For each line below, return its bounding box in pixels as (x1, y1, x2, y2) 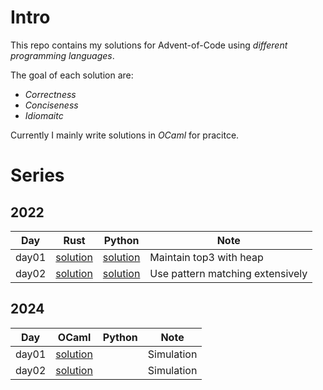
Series (10, 164, 65, 187)
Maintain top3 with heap (149, 250, 264, 264)
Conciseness (24, 99, 79, 111)
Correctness (24, 88, 77, 100)
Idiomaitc (24, 109, 64, 121)
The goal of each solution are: (10, 69, 134, 81)
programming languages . (10, 49, 115, 61)
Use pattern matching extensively (149, 266, 308, 280)
